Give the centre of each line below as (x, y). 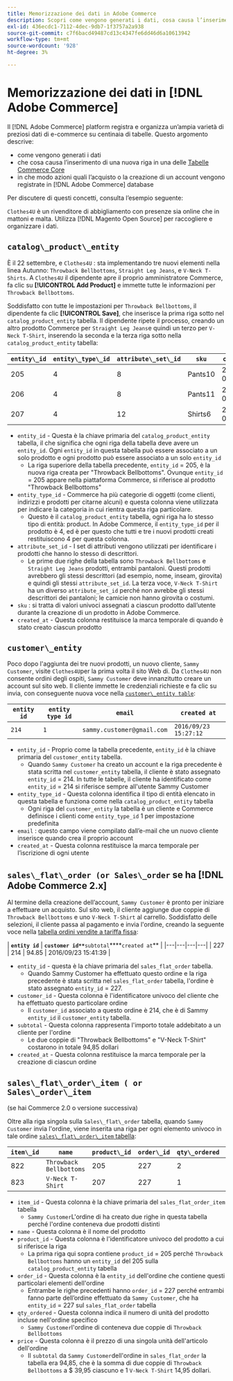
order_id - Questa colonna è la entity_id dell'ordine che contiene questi (121, 1276)
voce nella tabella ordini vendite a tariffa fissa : (73, 932)
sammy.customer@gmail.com (125, 730)
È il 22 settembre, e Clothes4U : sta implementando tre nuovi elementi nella (114, 263)
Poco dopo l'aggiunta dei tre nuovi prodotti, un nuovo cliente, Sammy (103, 664)
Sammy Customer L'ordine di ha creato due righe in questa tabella (118, 1217)
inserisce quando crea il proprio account (75, 838)
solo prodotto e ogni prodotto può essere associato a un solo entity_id (119, 457)
